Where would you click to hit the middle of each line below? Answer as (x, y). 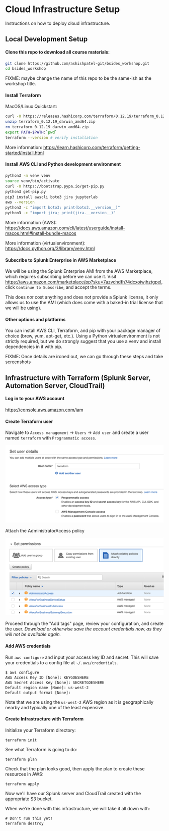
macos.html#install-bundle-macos (41, 233)
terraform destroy (24, 823)
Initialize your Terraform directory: (41, 730)
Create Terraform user (29, 421)
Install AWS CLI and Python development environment (63, 164)
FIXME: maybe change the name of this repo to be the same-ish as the (78, 78)
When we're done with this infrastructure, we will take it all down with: (78, 808)
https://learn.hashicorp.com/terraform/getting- (92, 147)
